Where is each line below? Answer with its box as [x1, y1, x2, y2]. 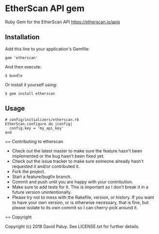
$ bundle [5, 73, 23, 78]
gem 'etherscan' [5, 55, 38, 60]
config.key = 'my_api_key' [9, 126, 64, 131]
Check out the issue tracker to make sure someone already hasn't [12, 158, 144, 164]
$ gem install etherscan [5, 91, 55, 96]
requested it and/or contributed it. [12, 163, 80, 169]
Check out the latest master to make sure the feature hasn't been [12, 148, 143, 153]
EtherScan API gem [5, 3, 85, 14]
